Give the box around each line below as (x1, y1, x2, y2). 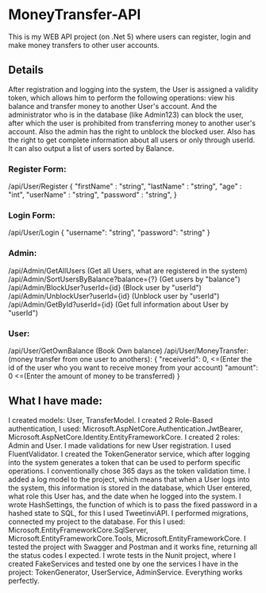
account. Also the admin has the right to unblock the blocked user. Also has (8, 126, 256, 136)
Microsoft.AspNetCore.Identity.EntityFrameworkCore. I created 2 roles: (8, 432, 241, 442)
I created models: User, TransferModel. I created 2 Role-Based (8, 415, 213, 424)
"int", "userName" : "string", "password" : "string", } (8, 190, 177, 200)
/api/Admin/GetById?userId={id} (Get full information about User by (8, 300, 229, 309)
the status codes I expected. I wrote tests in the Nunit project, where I (8, 550, 236, 560)
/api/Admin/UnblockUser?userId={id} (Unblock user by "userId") (8, 291, 220, 300)
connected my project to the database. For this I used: (8, 517, 185, 526)
